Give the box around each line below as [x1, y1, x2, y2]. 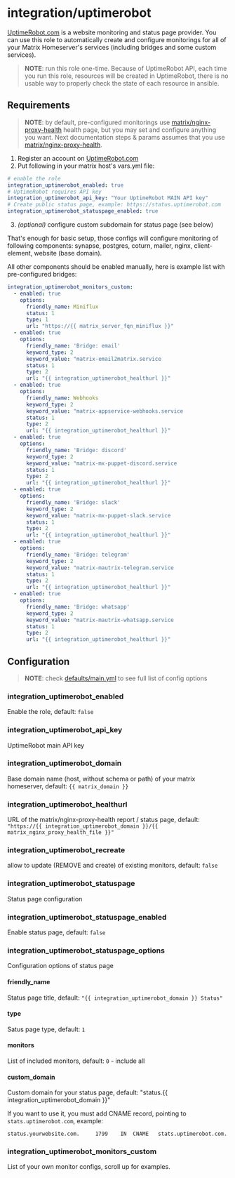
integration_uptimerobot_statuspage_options [7, 946, 165, 955]
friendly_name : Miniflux [25, 303, 99, 310]
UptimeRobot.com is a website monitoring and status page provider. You [7, 28, 217, 37]
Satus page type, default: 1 [7, 1025, 86, 1033]
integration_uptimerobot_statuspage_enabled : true [7, 208, 159, 215]
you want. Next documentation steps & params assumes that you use [24, 133, 226, 141]
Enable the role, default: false [7, 708, 94, 716]
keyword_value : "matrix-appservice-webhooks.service [25, 407, 184, 415]
